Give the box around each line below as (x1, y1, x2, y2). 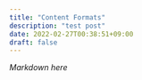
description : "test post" (9, 21, 105, 30)
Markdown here (9, 62, 68, 73)
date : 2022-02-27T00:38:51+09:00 (9, 29, 134, 38)
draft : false (9, 37, 58, 47)
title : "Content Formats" (9, 12, 105, 22)
